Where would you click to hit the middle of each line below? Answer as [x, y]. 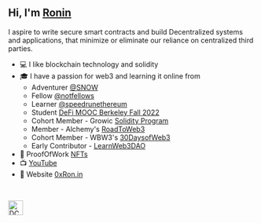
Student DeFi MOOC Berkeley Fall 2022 [95, 112]
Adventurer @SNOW [64, 87]
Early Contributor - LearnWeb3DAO [88, 145]
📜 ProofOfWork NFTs [53, 154]
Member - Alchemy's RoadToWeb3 [88, 129]
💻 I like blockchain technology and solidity [89, 64]
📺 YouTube [38, 163]
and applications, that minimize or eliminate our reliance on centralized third [131, 40]
